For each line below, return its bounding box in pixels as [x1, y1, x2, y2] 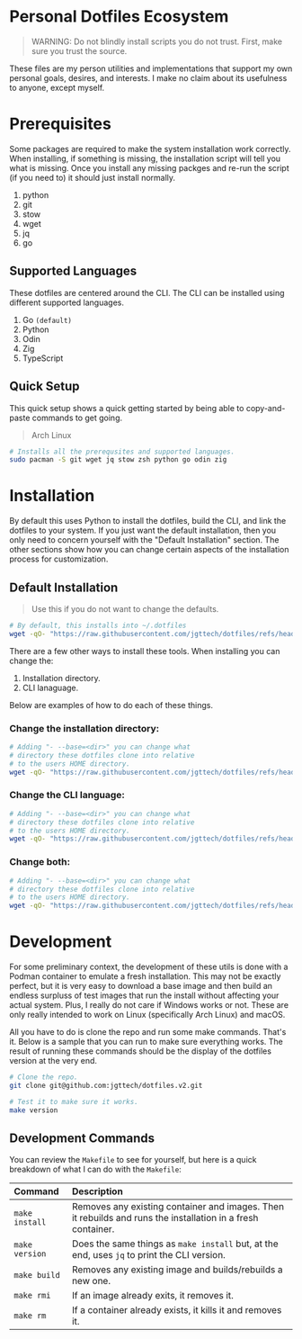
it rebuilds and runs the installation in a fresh [71, 1212, 259, 1225]
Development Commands [9, 1130, 155, 1146]
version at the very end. [9, 1056, 97, 1066]
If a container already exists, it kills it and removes [71, 1304, 282, 1317]
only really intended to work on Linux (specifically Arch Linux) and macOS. [9, 1010, 286, 1020]
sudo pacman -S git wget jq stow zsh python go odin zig [9, 455, 227, 464]
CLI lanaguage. [22, 682, 79, 693]
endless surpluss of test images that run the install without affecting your [9, 990, 280, 1001]
